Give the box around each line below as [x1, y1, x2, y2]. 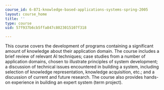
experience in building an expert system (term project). [11, 79, 123, 86]
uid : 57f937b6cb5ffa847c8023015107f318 [5, 25, 87, 30]
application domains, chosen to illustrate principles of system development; [5, 59, 158, 65]
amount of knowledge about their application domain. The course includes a [5, 48, 160, 54]
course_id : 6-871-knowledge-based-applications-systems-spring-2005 [5, 7, 148, 12]
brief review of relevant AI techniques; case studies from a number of [5, 53, 146, 59]
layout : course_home [5, 12, 48, 17]
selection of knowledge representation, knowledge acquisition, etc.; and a [5, 69, 155, 75]
